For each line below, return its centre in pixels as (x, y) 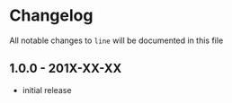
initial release (47, 90)
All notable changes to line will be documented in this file (116, 40)
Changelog (51, 16)
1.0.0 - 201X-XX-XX (66, 69)
